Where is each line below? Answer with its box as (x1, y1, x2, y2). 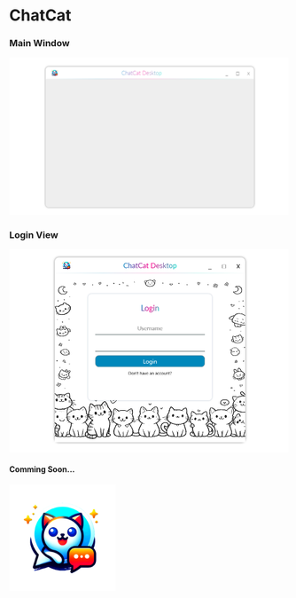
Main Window (9, 37, 70, 50)
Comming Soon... (9, 464, 75, 475)
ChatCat (9, 5, 72, 26)
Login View (9, 228, 59, 240)
